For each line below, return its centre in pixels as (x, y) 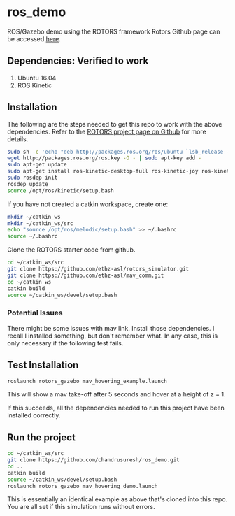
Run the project (41, 437)
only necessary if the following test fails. (65, 343)
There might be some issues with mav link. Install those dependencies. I (111, 328)
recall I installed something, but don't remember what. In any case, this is (113, 336)
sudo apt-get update (37, 165)
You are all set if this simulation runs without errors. (81, 507)
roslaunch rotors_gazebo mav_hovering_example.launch (87, 381)
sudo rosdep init (33, 178)
